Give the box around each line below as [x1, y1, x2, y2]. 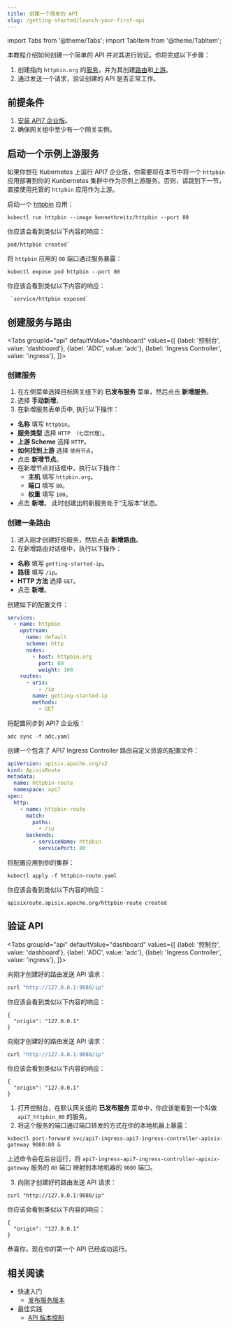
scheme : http [25, 641, 64, 648]
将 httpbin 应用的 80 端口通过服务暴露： [7, 254, 122, 263]
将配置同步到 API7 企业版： [7, 719, 86, 727]
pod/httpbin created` [7, 241, 71, 249]
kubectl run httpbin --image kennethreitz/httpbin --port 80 [7, 214, 189, 221]
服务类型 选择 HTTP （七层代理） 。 [17, 429, 108, 437]
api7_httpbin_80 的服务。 [17, 1112, 92, 1121]
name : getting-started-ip [32, 692, 108, 699]
